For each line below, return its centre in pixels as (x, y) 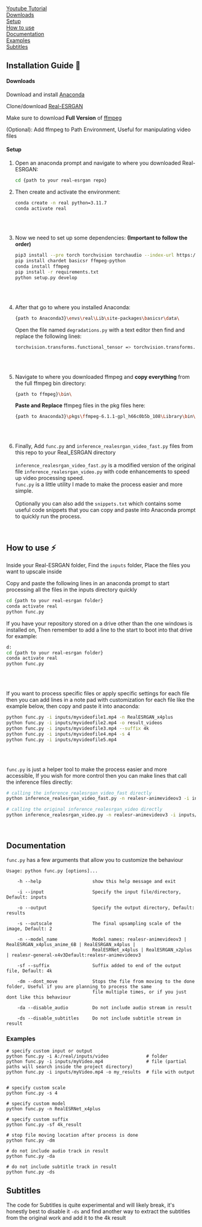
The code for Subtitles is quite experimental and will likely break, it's (90, 1205)
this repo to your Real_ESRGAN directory (65, 452)
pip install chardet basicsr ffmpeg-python (70, 261)
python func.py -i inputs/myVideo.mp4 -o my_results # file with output (101, 1072)
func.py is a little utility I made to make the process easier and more (99, 484)
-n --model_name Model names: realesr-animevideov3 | (102, 939)
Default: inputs (26, 897)
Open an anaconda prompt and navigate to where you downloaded (98, 163)
